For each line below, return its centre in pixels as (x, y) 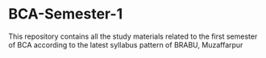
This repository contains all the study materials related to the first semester (133, 36)
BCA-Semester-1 (66, 14)
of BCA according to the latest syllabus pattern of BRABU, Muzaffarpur (126, 44)
